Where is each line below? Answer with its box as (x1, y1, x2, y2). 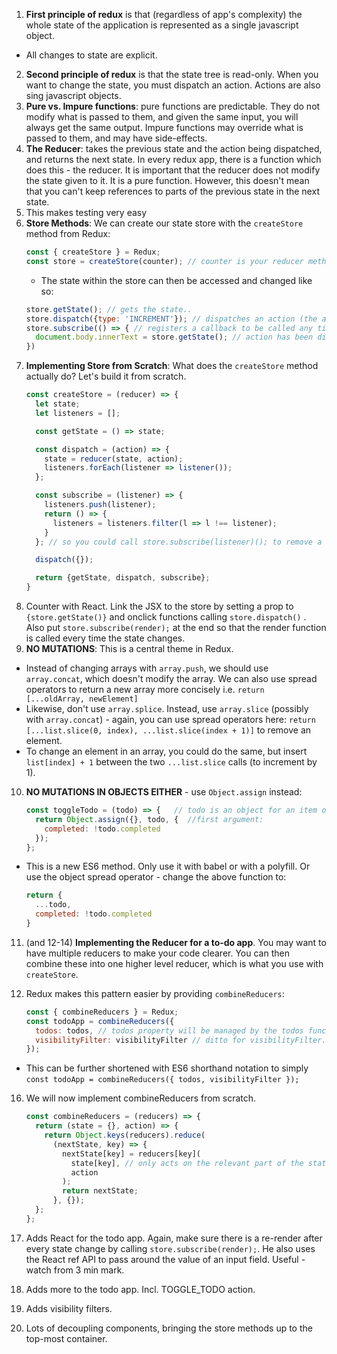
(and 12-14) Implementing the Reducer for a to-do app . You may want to (25, 936, 327, 948)
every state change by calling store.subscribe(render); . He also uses (25, 1242, 316, 1254)
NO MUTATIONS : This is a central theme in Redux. (25, 643, 234, 654)
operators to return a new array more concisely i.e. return (25, 684, 265, 695)
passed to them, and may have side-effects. (25, 132, 208, 144)
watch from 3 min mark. (25, 1264, 125, 1276)
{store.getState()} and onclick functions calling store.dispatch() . (25, 611, 307, 623)
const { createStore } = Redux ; (25, 247, 161, 257)
